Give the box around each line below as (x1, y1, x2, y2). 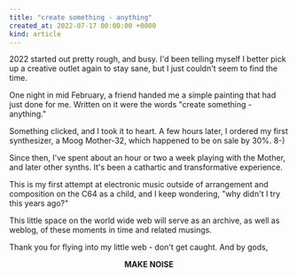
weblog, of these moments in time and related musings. (9, 225, 213, 235)
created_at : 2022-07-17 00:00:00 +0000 (9, 21, 157, 30)
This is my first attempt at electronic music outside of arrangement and (9, 179, 269, 190)
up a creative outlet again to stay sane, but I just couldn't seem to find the (9, 63, 277, 74)
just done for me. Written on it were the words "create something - (9, 99, 253, 110)
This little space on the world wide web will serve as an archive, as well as (9, 215, 280, 226)
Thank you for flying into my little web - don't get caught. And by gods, (9, 241, 269, 253)
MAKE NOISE (123, 259, 175, 270)
